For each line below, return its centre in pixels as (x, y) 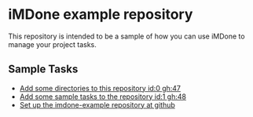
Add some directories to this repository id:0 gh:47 (100, 88)
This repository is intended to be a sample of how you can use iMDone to (126, 36)
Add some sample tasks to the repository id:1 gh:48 (103, 97)
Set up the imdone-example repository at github (97, 104)
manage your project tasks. (52, 44)
